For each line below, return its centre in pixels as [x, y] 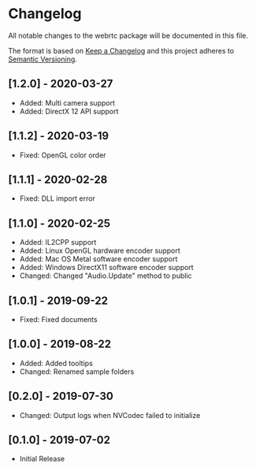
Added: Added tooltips [56, 363]
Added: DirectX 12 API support [69, 111]
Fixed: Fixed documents [58, 319]
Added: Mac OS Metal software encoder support [98, 259]
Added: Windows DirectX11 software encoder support [107, 268]
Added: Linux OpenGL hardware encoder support [100, 251]
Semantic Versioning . [43, 59]
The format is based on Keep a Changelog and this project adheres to [121, 50]
